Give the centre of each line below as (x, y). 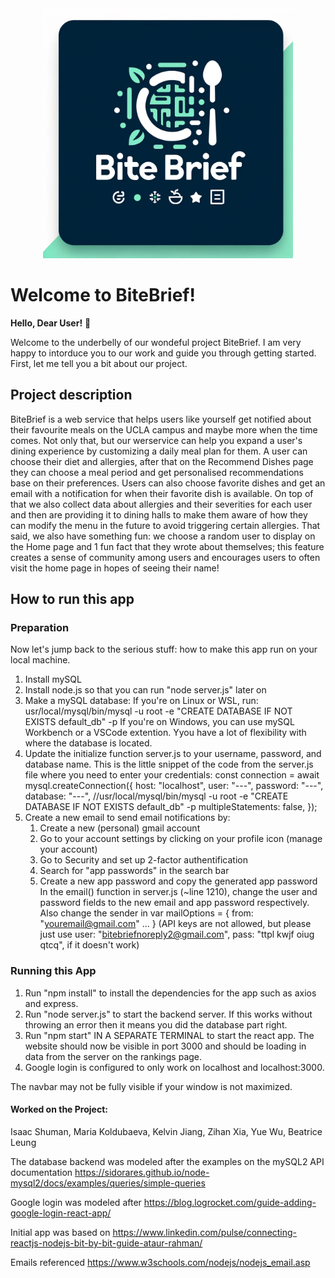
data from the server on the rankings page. (113, 1056)
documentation (41, 1172)
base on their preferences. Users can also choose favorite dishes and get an (168, 483)
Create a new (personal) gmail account (120, 828)
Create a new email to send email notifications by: (127, 818)
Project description (71, 395)
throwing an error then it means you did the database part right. (156, 1024)
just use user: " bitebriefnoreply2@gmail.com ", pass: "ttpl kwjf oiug (177, 934)
